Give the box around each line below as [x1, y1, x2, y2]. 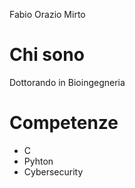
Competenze [9, 112, 119, 134]
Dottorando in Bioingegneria [9, 76, 126, 88]
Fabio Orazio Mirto [9, 9, 86, 20]
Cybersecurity [23, 165, 84, 178]
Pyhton [23, 155, 54, 167]
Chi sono [9, 44, 85, 66]
